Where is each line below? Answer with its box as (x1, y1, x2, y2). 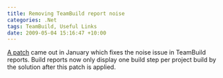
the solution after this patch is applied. (7, 63, 116, 71)
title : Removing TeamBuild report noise (7, 10, 126, 17)
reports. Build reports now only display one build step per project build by (7, 56, 216, 64)
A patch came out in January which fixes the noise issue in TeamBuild (7, 48, 206, 57)
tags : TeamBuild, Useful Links (7, 23, 97, 30)
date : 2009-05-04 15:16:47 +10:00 (7, 29, 107, 37)
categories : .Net (7, 17, 57, 23)
